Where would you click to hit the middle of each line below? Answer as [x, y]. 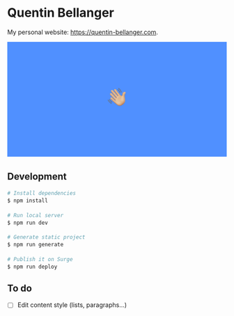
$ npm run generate [36, 245]
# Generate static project [46, 237]
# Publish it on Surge [40, 259]
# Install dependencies [42, 193]
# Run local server [36, 215]
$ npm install [28, 200]
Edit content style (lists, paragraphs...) [72, 305]
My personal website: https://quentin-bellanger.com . [83, 32]
